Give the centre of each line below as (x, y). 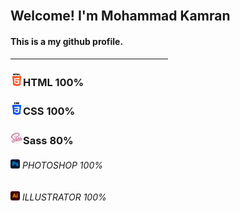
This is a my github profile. (67, 41)
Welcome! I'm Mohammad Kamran (120, 16)
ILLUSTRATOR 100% (64, 197)
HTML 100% (54, 82)
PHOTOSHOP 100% (62, 165)
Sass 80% (48, 141)
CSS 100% (49, 111)
